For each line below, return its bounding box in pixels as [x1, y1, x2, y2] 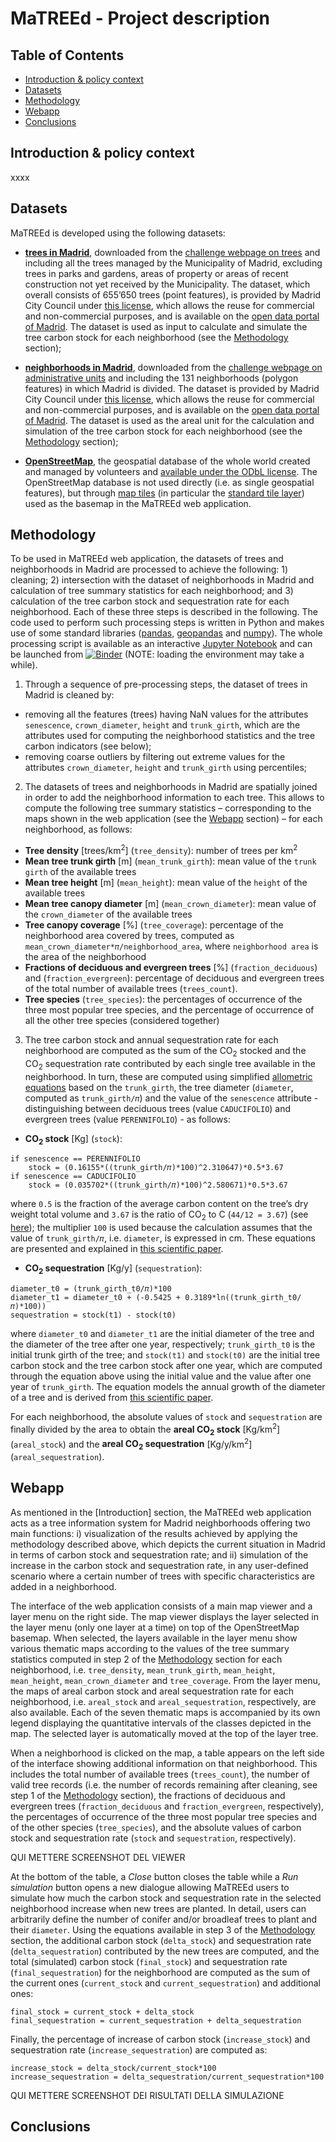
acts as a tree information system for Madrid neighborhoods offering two [10, 1517, 311, 1529]
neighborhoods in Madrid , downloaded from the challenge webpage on [24, 361, 323, 373]
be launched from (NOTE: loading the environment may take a [10, 648, 305, 661]
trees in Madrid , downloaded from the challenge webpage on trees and [24, 246, 321, 258]
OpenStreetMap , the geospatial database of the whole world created [24, 455, 311, 467]
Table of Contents [10, 47, 125, 64]
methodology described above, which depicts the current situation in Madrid [10, 1538, 326, 1550]
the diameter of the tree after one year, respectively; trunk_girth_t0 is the [10, 1338, 316, 1351]
